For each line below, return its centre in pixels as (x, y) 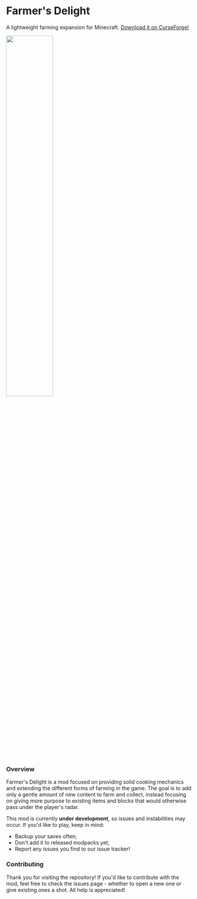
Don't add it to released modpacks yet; (62, 843)
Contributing (25, 864)
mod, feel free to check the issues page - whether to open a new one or (94, 884)
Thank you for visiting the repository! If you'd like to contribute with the (93, 877)
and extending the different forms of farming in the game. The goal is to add (99, 788)
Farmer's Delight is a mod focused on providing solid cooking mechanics (95, 782)
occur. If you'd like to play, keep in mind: (55, 825)
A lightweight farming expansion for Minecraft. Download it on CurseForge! (98, 27)
